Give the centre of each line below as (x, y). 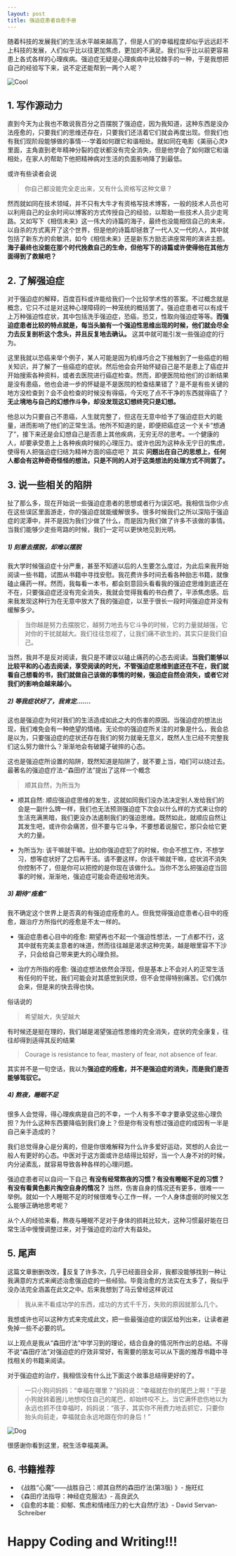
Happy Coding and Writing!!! (92, 1542)
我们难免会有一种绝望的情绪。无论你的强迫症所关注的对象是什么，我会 (121, 729)
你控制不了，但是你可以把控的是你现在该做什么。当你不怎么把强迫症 (116, 867)
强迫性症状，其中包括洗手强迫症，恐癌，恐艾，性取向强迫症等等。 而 (124, 316)
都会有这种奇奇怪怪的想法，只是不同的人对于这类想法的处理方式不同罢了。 (121, 460)
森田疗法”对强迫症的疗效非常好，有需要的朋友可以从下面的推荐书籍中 (122, 1351)
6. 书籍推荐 (31, 1470)
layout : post (26, 14)
